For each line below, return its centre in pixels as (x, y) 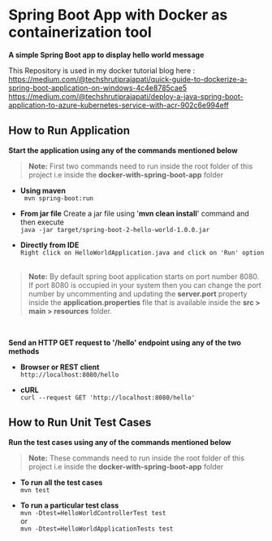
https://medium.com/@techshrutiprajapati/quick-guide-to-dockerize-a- (128, 79)
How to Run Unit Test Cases (80, 423)
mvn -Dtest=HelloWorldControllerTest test (93, 513)
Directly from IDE (50, 245)
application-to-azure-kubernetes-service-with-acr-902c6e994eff (119, 105)
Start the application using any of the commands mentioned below (123, 150)
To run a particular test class (69, 505)
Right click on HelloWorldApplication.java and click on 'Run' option (142, 253)
